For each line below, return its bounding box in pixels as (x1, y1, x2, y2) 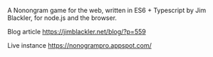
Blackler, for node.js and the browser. (7, 14, 118, 22)
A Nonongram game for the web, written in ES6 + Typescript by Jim (7, 6, 207, 14)
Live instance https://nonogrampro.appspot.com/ (7, 41, 152, 49)
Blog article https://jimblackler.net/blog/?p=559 (7, 28, 146, 36)
